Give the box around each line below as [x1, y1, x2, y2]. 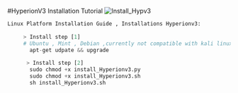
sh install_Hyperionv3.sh [29, 79, 106, 86]
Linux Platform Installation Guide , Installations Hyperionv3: [7, 20, 201, 27]
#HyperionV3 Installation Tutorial [7, 7, 103, 15]
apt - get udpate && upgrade [29, 46, 110, 54]
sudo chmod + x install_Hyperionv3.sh [29, 73, 141, 80]
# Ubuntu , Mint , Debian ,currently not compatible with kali [23, 39, 214, 47]
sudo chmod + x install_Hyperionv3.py [29, 66, 141, 73]
